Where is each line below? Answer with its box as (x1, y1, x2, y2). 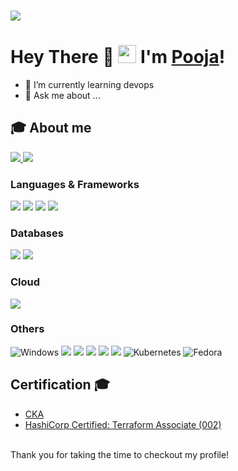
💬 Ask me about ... (24, 89, 101, 101)
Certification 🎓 (10, 376, 110, 394)
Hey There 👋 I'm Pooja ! (10, 46, 226, 69)
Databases (10, 226, 64, 240)
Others (10, 322, 45, 336)
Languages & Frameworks (10, 177, 140, 191)
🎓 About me (10, 120, 92, 137)
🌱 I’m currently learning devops (24, 78, 155, 90)
